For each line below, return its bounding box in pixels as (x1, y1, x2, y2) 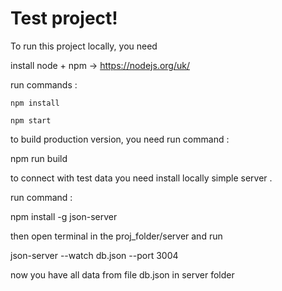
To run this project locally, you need (10, 40, 158, 52)
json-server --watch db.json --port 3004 (10, 249, 179, 261)
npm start (10, 115, 52, 126)
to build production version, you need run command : (10, 133, 230, 145)
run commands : (10, 78, 78, 91)
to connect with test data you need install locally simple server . (10, 172, 273, 184)
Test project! (10, 7, 118, 30)
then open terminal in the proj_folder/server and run (10, 230, 223, 242)
